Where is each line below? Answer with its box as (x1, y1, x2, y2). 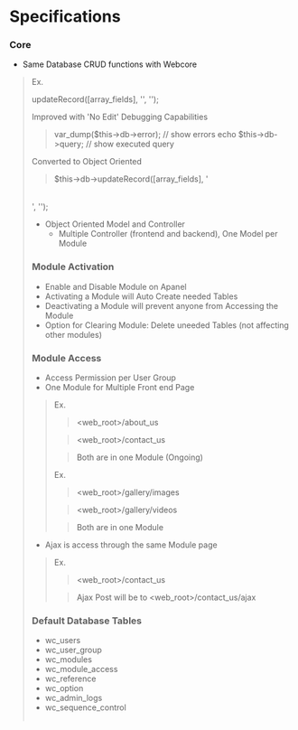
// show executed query (85, 138, 174, 150)
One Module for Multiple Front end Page (44, 382, 195, 393)
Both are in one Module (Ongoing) (76, 452, 203, 463)
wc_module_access (44, 664, 118, 675)
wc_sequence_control (44, 702, 126, 713)
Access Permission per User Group (44, 372, 176, 383)
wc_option (44, 683, 84, 694)
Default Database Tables (31, 614, 143, 627)
